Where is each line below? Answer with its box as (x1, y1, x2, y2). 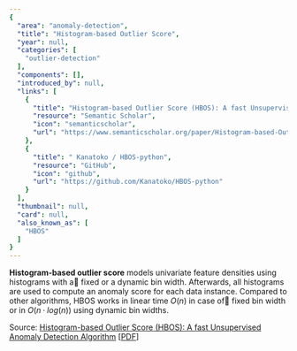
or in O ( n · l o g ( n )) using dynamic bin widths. (9, 305, 170, 316)
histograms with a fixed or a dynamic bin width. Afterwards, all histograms (9, 277, 285, 287)
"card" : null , (17, 210, 69, 219)
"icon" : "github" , (32, 169, 101, 178)
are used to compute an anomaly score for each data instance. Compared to (9, 286, 287, 297)
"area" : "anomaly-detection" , (17, 21, 128, 30)
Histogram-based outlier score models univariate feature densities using (9, 267, 277, 279)
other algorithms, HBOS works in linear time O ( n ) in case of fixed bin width (9, 295, 286, 306)
